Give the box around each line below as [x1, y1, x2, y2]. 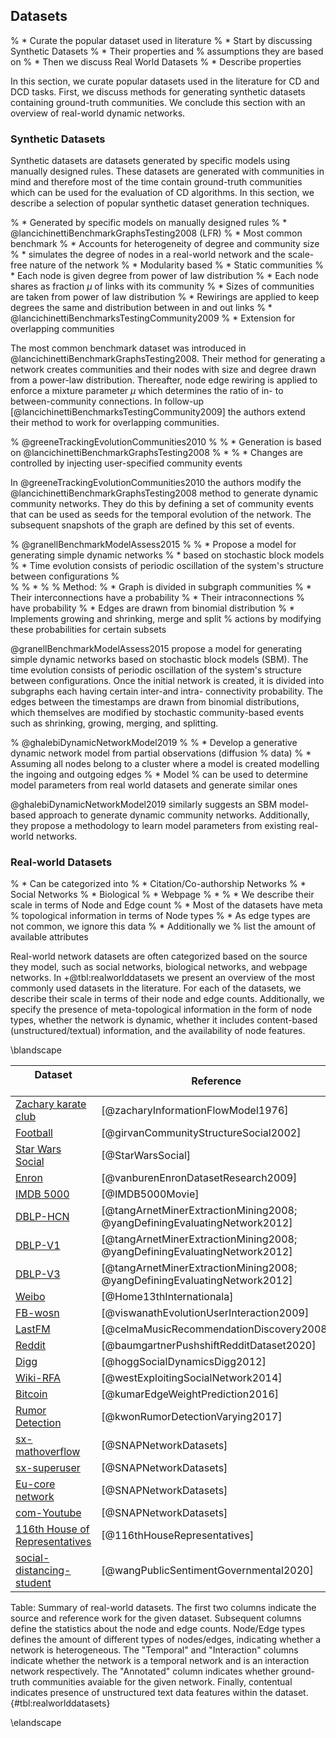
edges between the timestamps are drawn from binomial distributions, [10, 696, 300, 708]
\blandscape [10, 1044, 62, 1056]
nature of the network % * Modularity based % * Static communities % [29, 259, 325, 271]
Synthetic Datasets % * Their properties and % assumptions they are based [10, 45, 324, 57]
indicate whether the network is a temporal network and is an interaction [10, 1655, 310, 1667]
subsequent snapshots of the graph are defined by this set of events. [10, 519, 295, 531]
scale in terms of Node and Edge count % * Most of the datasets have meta [10, 899, 323, 911]
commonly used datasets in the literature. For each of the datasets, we [10, 982, 302, 994]
